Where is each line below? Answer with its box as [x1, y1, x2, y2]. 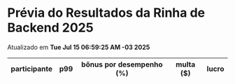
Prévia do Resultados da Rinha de [7, 5, 205, 21]
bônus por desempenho [81, 59, 163, 69]
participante [10, 64, 53, 73]
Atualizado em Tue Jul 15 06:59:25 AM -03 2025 [7, 43, 150, 51]
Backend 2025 [7, 20, 94, 36]
